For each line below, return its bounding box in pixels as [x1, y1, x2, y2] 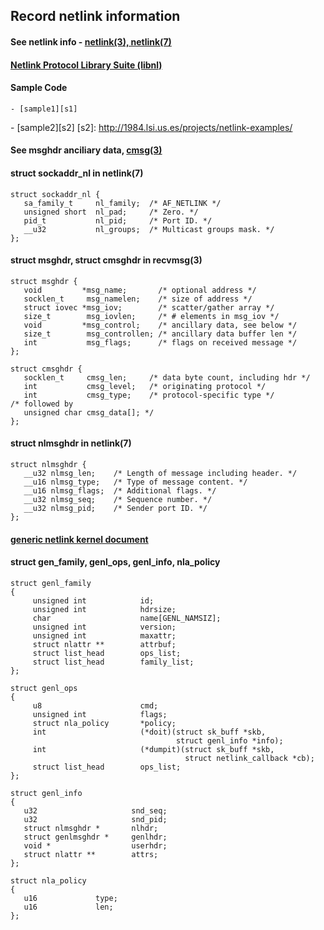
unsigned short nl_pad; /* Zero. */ [23, 207, 199, 217]
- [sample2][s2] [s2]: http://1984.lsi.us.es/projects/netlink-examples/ [10, 121, 293, 133]
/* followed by [10, 399, 74, 409]
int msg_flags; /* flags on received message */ [23, 337, 298, 348]
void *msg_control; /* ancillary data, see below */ [23, 320, 298, 330]
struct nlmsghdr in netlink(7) [10, 437, 132, 449]
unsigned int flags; [32, 709, 168, 719]
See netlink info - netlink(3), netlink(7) [10, 35, 172, 48]
